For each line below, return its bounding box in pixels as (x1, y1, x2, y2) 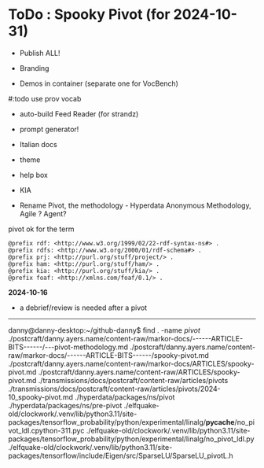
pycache (205, 417, 235, 426)
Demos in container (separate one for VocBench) (19, 79, 179, 88)
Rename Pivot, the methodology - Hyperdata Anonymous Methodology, (19, 201, 251, 210)
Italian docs (19, 139, 57, 149)
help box (19, 170, 49, 179)
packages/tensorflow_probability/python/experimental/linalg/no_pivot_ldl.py (8, 434, 255, 444)
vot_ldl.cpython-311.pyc (8, 426, 85, 435)
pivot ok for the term (8, 224, 75, 234)
